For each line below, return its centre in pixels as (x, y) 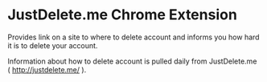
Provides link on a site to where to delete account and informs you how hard (133, 37)
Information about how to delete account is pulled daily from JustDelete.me (132, 61)
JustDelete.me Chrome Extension (123, 15)
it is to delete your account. (53, 45)
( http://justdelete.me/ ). (47, 69)
